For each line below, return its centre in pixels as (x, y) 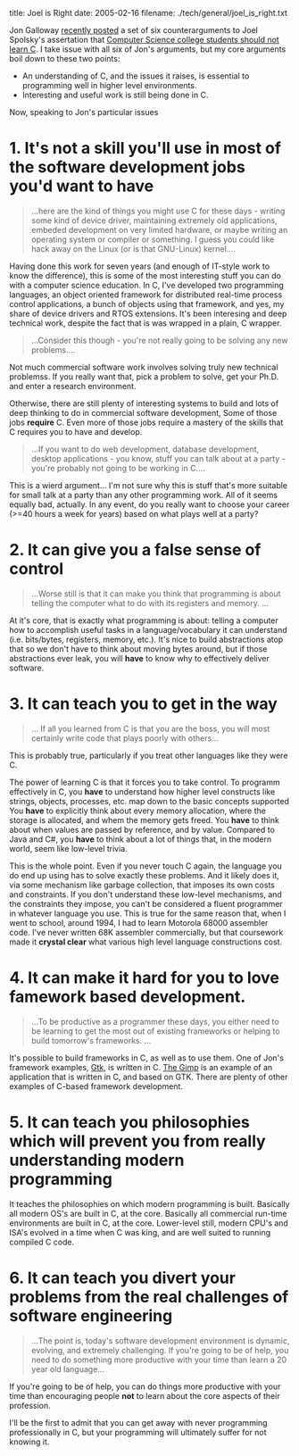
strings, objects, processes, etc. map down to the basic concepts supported (149, 801)
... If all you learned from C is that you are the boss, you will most (150, 728)
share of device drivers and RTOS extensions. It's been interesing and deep (148, 313)
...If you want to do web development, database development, (145, 449)
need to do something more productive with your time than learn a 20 (159, 1360)
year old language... (68, 1369)
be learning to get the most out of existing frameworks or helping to (155, 1031)
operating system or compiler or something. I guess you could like (153, 239)
